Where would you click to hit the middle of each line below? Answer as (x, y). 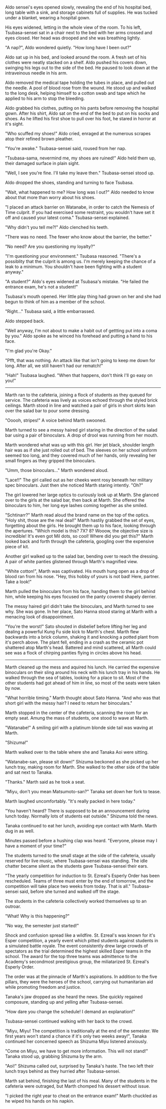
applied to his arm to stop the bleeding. (45, 98)
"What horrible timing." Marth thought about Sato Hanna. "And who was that (83, 698)
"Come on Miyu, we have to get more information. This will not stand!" (77, 1051)
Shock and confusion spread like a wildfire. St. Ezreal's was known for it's (80, 935)
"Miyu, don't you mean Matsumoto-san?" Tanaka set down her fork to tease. (83, 791)
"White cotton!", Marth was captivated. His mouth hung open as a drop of (80, 571)
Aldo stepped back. (25, 321)
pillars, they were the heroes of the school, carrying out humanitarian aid (79, 982)
